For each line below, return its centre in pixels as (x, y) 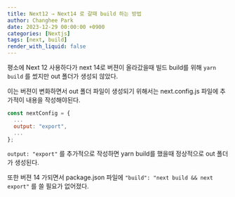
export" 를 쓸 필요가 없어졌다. (48, 186)
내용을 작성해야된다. (53, 100)
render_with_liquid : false (47, 46)
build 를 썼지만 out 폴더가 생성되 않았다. (63, 76)
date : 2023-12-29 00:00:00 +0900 (56, 27)
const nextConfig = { (39, 113)
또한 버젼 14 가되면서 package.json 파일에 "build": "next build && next (110, 177)
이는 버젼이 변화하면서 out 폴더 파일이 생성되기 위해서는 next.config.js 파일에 (113, 91)
